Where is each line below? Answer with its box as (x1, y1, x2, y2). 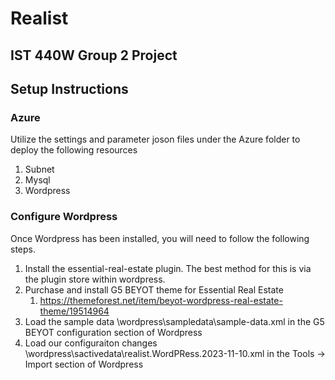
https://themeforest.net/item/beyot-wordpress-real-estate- (39, 294, 283, 306)
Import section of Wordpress (24, 358, 144, 370)
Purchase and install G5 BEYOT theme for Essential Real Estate (24, 283, 284, 296)
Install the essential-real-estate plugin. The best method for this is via (24, 262, 312, 274)
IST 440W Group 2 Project (10, 47, 178, 64)
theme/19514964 (39, 305, 110, 317)
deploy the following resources (10, 144, 138, 156)
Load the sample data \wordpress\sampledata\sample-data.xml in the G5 (24, 315, 325, 327)
